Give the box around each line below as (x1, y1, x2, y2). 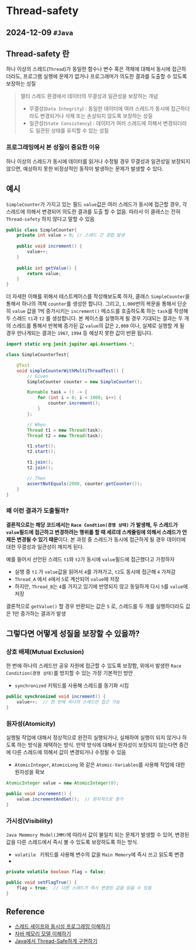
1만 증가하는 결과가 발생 (12, 610, 66, 617)
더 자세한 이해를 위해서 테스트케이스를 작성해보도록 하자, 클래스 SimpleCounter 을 (6, 293, 190, 300)
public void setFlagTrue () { (6, 879, 77, 885)
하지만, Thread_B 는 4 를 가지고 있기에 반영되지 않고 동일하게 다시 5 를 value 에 (14, 583, 188, 590)
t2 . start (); (27, 449, 57, 455)
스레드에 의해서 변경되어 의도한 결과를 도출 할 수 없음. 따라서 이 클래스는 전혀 (6, 208, 181, 215)
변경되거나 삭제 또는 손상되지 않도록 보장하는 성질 (40, 113, 153, 120)
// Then (27, 475, 46, 481)
